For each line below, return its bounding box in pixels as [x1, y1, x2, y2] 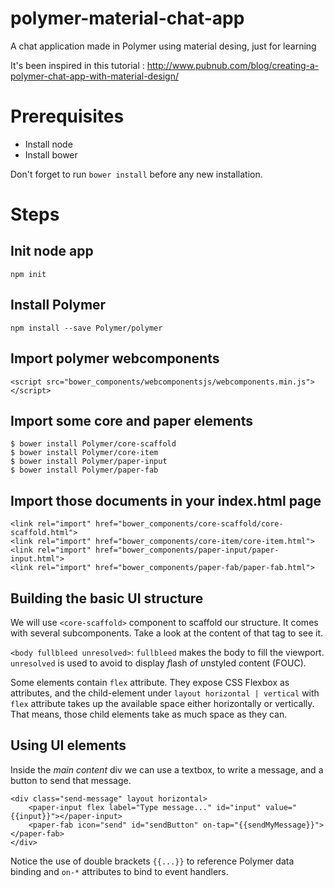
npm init [10, 269, 47, 279]
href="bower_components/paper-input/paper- [95, 545, 280, 556]
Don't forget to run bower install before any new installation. [10, 168, 263, 180]
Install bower [24, 148, 78, 161]
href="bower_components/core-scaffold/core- [95, 519, 284, 529]
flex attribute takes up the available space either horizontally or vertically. [10, 697, 315, 709]
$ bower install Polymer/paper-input [10, 457, 168, 467]
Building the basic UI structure [10, 590, 204, 607]
